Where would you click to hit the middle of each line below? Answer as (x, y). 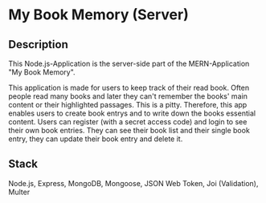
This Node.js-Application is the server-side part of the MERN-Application (129, 63)
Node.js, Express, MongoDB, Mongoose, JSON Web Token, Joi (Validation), (133, 183)
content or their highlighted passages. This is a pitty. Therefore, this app (128, 105)
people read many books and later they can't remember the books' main (128, 96)
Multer (19, 192)
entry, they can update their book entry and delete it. (96, 139)
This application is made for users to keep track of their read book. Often (129, 87)
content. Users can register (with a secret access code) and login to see (128, 122)
